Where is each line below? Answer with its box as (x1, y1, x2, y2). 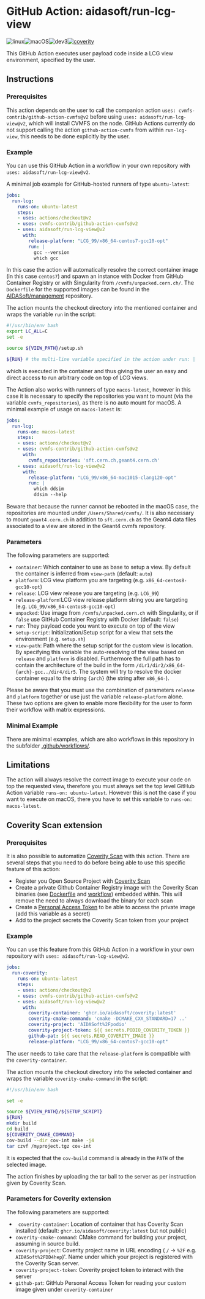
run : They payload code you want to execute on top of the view (15, 622, 176, 630)
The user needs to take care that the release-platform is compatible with (6, 1049, 191, 1057)
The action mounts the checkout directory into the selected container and (6, 1068, 192, 1075)
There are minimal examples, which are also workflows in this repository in (6, 735, 195, 743)
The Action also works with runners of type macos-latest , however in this (6, 385, 191, 393)
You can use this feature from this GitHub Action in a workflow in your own (6, 946, 195, 954)
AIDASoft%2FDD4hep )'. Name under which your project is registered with (15, 1253, 193, 1260)
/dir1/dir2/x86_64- (135, 663, 185, 669)
